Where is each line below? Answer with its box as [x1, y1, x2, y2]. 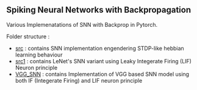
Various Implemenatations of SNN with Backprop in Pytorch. [6, 21, 157, 28]
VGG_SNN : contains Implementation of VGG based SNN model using [15, 70, 190, 78]
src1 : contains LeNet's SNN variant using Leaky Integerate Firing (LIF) [15, 57, 192, 64]
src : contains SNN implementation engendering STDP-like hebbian [15, 44, 184, 52]
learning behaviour [15, 51, 63, 58]
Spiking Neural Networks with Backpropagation [6, 5, 191, 15]
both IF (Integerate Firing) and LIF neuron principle [15, 77, 143, 84]
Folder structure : [6, 33, 50, 40]
